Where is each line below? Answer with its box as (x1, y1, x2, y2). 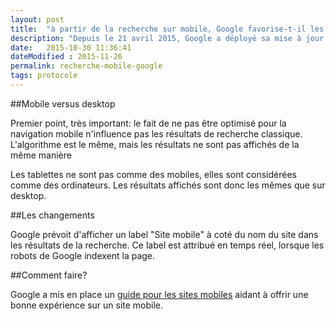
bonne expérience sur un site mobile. (10, 299, 164, 311)
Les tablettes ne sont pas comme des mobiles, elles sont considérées (10, 168, 297, 180)
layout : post (10, 14, 65, 25)
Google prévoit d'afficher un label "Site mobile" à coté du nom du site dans (10, 228, 319, 240)
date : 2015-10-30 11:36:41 (10, 42, 132, 53)
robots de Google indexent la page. (10, 249, 156, 261)
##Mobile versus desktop (10, 97, 116, 110)
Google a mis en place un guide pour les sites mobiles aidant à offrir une (10, 288, 309, 300)
